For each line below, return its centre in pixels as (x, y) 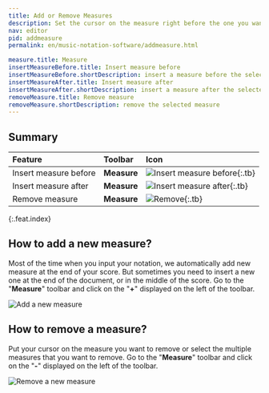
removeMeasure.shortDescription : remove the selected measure (114, 105)
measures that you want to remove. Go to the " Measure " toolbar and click (130, 357)
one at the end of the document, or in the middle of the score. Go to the (126, 280)
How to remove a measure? (78, 329)
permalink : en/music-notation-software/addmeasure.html (103, 46)
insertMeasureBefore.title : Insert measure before (94, 68)
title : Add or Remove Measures (60, 16)
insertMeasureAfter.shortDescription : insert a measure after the (121, 90)
